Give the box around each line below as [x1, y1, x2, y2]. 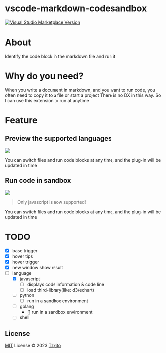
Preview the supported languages [5, 134, 112, 143]
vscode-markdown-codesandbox [5, 3, 147, 14]
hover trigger [12, 259, 40, 265]
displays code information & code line [27, 281, 104, 287]
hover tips [12, 253, 33, 259]
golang [19, 303, 34, 310]
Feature [5, 115, 38, 126]
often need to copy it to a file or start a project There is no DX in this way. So [5, 92, 161, 98]
